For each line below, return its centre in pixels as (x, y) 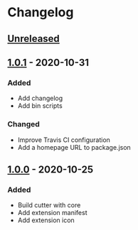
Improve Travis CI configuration (64, 140)
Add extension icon (46, 220)
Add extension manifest (52, 213)
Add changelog (40, 98)
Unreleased (34, 39)
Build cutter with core (49, 205)
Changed (24, 124)
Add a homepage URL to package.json (74, 147)
